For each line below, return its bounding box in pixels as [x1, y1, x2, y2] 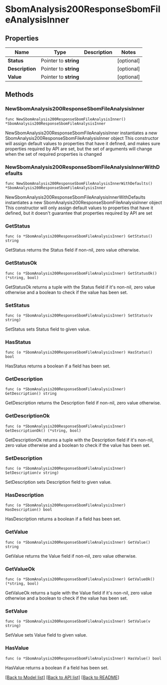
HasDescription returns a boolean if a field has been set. [5, 516, 121, 522]
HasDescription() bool [5, 507, 52, 512]
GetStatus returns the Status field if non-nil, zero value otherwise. [5, 247, 140, 253]
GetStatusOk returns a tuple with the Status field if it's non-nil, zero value [5, 284, 156, 290]
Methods [5, 90, 34, 99]
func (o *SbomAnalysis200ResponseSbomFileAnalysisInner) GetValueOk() [5, 577, 155, 582]
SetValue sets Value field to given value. [5, 632, 87, 638]
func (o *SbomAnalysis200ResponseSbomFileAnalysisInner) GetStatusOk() [5, 271, 157, 276]
